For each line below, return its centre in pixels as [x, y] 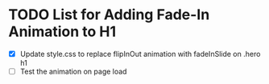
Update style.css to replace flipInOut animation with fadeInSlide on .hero [140, 54]
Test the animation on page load [73, 71]
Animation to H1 [62, 32]
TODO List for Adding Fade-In [109, 15]
